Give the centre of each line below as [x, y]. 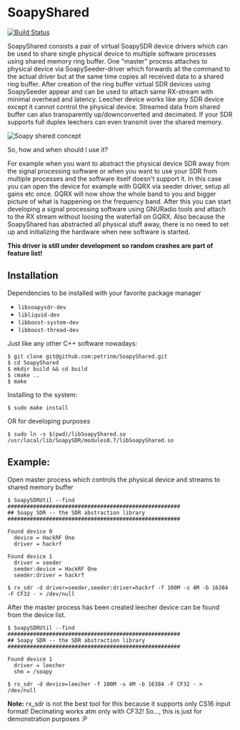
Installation [33, 276]
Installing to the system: [42, 394]
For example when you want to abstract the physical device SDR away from [119, 163]
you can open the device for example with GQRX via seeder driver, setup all [119, 186]
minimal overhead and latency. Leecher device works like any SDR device [116, 99]
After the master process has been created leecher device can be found [114, 607]
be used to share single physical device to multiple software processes [112, 54]
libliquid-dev [39, 315]
